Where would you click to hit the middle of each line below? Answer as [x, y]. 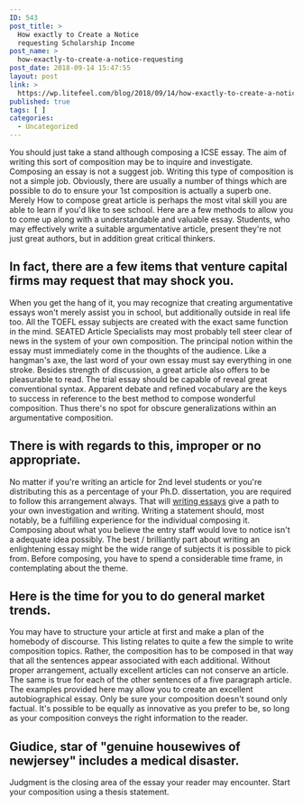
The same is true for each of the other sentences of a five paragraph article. [151, 680]
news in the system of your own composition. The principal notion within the [151, 341]
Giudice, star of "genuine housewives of [125, 746]
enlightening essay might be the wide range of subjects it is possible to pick [150, 549]
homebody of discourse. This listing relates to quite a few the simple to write [151, 642]
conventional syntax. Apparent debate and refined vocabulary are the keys [148, 389]
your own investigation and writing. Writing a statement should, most [137, 510]
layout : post [34, 77]
